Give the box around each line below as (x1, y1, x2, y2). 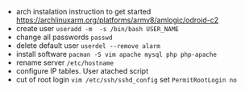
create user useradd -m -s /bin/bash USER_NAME (15, 24, 179, 33)
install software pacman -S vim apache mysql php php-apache (15, 50, 218, 58)
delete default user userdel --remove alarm (15, 41, 161, 50)
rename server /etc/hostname (15, 58, 114, 67)
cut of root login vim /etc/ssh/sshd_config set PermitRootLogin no (15, 75, 238, 84)
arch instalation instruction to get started (15, 7, 152, 16)
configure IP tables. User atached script (15, 66, 149, 75)
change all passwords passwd (15, 32, 113, 42)
